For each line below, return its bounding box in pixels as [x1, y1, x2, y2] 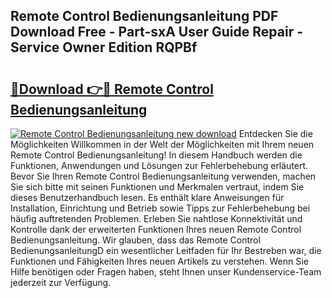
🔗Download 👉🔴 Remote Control [10, 80, 214, 98]
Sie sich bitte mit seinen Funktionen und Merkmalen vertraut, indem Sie [10, 181, 305, 193]
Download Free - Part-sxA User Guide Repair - [10, 24, 303, 41]
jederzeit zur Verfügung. [10, 277, 112, 288]
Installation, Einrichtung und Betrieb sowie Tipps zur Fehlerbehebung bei [10, 202, 311, 214]
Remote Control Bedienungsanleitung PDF [10, 8, 279, 25]
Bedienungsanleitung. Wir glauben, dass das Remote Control [10, 234, 261, 246]
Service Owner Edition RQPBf [10, 39, 198, 56]
